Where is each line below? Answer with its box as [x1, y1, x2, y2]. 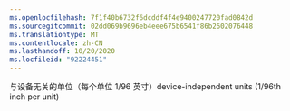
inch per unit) [9, 91, 60, 102]
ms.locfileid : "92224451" [9, 55, 107, 64]
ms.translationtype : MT [9, 30, 100, 39]
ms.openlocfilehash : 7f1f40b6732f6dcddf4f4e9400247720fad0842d [9, 13, 254, 23]
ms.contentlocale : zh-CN [9, 38, 103, 48]
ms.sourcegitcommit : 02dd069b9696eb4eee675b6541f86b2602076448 [9, 22, 254, 31]
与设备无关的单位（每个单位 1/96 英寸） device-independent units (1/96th [9, 81, 282, 91]
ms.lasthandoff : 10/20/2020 [9, 47, 116, 56]
